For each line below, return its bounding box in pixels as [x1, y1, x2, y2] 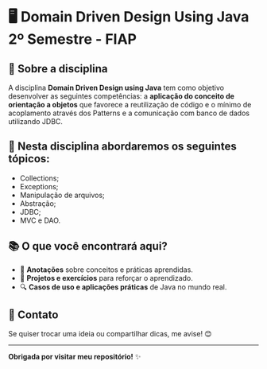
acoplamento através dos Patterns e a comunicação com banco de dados [8, 108, 250, 118]
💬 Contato [8, 309, 59, 322]
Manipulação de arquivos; [19, 190, 105, 200]
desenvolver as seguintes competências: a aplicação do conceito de [8, 91, 234, 101]
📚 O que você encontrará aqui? [8, 239, 168, 253]
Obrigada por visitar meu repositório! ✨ [8, 352, 141, 362]
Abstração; [19, 198, 56, 208]
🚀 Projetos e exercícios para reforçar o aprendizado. [19, 273, 193, 282]
